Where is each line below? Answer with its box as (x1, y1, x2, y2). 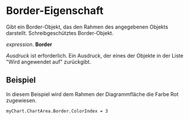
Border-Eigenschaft (6, 4, 104, 17)
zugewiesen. (6, 97, 37, 104)
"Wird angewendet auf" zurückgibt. (6, 58, 92, 65)
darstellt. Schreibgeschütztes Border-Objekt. (6, 29, 114, 36)
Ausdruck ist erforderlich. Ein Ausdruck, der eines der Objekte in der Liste (6, 52, 184, 59)
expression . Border (6, 41, 52, 48)
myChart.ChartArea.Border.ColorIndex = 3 (6, 108, 108, 114)
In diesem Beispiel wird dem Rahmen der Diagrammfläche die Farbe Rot (6, 90, 179, 97)
